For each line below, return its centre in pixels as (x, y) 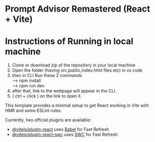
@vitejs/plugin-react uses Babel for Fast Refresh (61, 129)
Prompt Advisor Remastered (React (77, 9)
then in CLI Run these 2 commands (47, 76)
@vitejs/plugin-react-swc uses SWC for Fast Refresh (65, 135)
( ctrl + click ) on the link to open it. (47, 96)
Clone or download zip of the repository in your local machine (74, 65)
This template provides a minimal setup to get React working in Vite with (77, 106)
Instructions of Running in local (69, 41)
